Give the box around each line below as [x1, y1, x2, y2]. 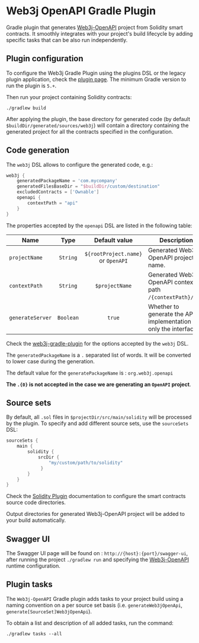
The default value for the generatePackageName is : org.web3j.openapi [6, 369, 174, 376]
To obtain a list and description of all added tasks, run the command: [6, 619, 174, 626]
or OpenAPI [99, 256, 129, 265]
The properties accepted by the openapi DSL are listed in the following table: [6, 221, 192, 229]
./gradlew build [6, 105, 46, 111]
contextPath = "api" [27, 200, 78, 206]
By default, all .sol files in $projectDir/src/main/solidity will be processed [6, 414, 192, 421]
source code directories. [6, 499, 66, 506]
